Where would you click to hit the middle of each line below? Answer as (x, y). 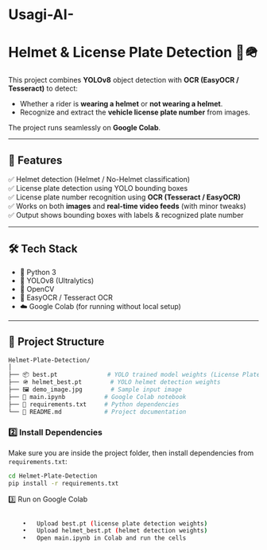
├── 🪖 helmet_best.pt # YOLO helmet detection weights (114, 382)
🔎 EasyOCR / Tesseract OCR (66, 297)
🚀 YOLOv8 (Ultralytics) (57, 281)
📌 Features (35, 160)
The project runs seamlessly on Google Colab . (85, 128)
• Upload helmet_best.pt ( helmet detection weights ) (115, 531)
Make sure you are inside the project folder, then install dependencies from (131, 453)
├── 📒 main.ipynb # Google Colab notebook (97, 397)
